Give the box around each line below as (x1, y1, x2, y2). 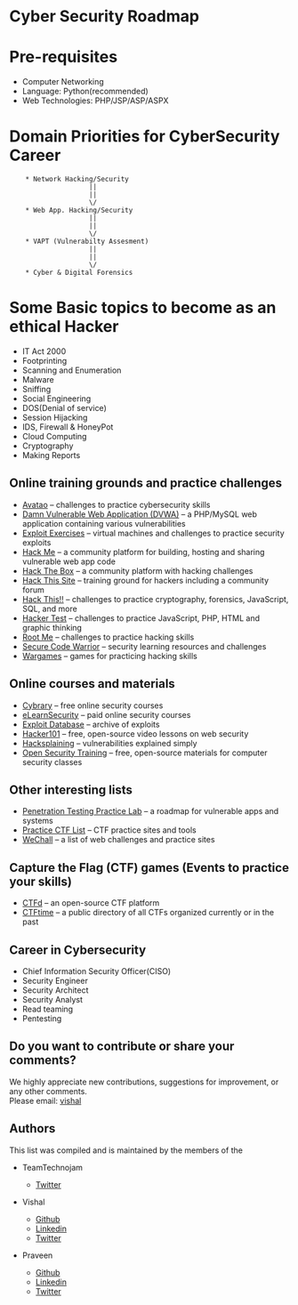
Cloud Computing (21, 431, 87, 441)
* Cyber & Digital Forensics (25, 269, 133, 278)
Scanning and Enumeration (21, 365, 122, 375)
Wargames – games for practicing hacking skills (21, 650, 197, 661)
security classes (21, 756, 83, 767)
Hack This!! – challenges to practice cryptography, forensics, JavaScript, (21, 593, 289, 604)
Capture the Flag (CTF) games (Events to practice (9, 860, 289, 875)
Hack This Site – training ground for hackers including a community (21, 575, 270, 585)
